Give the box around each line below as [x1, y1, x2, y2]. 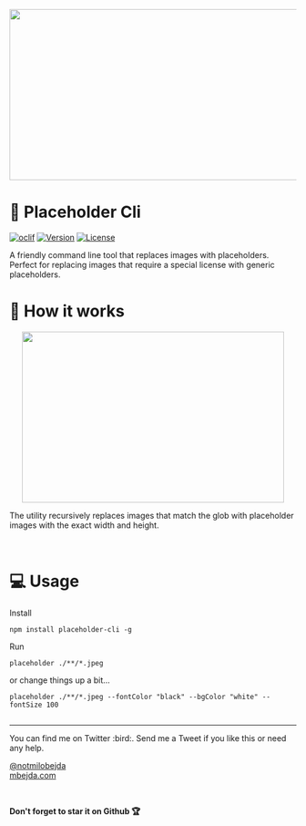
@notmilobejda [9, 759, 66, 770]
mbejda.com [9, 769, 56, 780]
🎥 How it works [9, 301, 125, 322]
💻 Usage [9, 571, 80, 592]
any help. [9, 742, 45, 753]
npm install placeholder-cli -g [9, 625, 132, 634]
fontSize [9, 700, 43, 709]
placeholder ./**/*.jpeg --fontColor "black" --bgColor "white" [9, 692, 259, 701]
